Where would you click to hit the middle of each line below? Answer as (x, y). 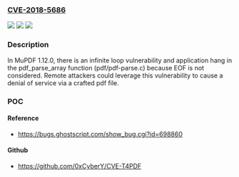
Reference (23, 118)
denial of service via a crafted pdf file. (63, 82)
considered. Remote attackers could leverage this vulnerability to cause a (115, 75)
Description (28, 45)
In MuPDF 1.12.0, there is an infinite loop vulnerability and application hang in (120, 60)
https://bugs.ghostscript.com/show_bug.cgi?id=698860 (100, 134)
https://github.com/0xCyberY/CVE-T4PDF (80, 166)
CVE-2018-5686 (37, 10)
